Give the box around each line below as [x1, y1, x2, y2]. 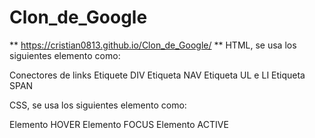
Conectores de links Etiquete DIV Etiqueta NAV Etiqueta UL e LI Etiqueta [9, 69, 306, 81]
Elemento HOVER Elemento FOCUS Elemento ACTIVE [9, 118, 229, 130]
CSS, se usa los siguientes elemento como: [9, 99, 187, 111]
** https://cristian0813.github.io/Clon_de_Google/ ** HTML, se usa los [9, 39, 297, 51]
